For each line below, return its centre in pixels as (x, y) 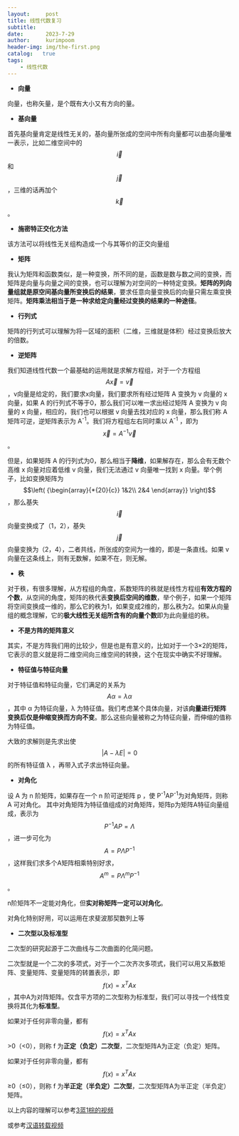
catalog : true (31, 54)
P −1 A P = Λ (119, 825)
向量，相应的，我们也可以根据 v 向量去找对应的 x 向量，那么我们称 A (127, 411)
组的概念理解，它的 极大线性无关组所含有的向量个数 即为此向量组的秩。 (110, 615)
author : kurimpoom (41, 41)
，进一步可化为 (29, 838)
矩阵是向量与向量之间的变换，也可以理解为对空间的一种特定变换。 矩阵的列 (116, 283)
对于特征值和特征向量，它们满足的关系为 (67, 684)
